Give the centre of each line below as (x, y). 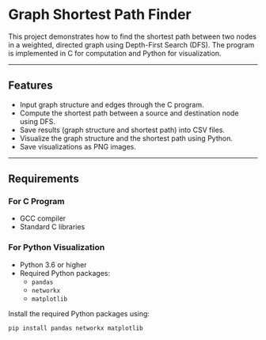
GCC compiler (43, 218)
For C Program (36, 202)
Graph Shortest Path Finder (100, 15)
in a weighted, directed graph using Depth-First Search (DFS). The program (131, 44)
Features (30, 86)
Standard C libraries (52, 227)
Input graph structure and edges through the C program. (112, 104)
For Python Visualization (57, 247)
